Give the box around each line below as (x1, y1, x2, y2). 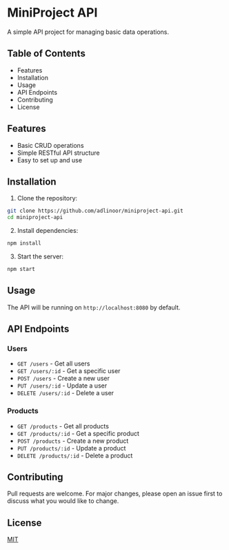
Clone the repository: (17, 194, 78, 202)
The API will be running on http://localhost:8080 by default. (7, 303, 181, 312)
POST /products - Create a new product (17, 437, 129, 445)
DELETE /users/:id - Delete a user (17, 389, 114, 397)
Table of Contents (7, 48, 86, 59)
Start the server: (17, 252, 64, 260)
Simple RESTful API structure (17, 149, 100, 157)
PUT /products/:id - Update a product (17, 444, 126, 452)
